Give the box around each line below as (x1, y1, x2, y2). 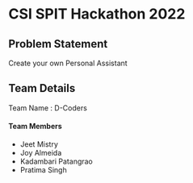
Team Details (8, 81, 76, 95)
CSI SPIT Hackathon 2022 (8, 5, 186, 23)
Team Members (8, 122, 62, 131)
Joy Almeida (19, 148, 62, 158)
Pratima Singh (19, 165, 67, 175)
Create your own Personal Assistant (8, 58, 128, 68)
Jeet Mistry (19, 139, 58, 149)
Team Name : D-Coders (8, 102, 87, 113)
